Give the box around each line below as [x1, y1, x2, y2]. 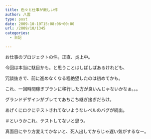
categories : [5, 30, 30, 35]
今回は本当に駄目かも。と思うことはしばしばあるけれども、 [5, 64, 128, 70]
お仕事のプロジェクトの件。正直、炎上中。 [5, 53, 93, 60]
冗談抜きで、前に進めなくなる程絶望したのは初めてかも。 [5, 75, 123, 81]
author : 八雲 [5, 12, 31, 17]
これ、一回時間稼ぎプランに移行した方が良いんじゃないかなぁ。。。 [5, 85, 141, 91]
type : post [5, 16, 28, 21]
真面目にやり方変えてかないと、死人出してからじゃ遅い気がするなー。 [5, 128, 149, 134]
